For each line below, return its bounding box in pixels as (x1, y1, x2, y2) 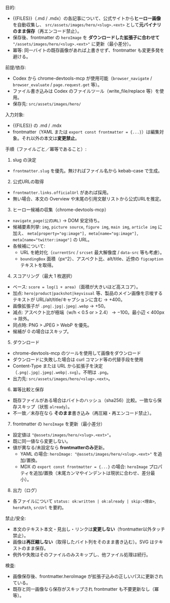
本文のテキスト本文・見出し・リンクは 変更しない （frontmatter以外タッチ (12, 526, 165, 532)
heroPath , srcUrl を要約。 (12, 505, 66, 510)
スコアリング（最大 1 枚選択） (12, 273, 75, 279)
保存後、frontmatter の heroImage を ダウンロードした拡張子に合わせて (12, 35, 160, 40)
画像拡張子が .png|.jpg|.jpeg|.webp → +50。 (12, 303, 108, 309)
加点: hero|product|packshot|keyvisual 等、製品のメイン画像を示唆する (12, 290, 163, 296)
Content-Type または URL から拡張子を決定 (12, 363, 103, 369)
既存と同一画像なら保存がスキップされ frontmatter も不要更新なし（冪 (12, 586, 159, 592)
